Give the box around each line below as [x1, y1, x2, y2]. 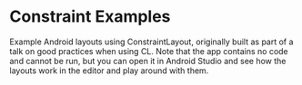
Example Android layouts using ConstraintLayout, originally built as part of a [9, 36, 294, 47]
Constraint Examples [9, 6, 171, 27]
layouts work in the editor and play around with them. [9, 65, 209, 76]
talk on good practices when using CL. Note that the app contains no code [9, 45, 288, 56]
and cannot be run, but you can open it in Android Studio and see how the [9, 55, 287, 66]
